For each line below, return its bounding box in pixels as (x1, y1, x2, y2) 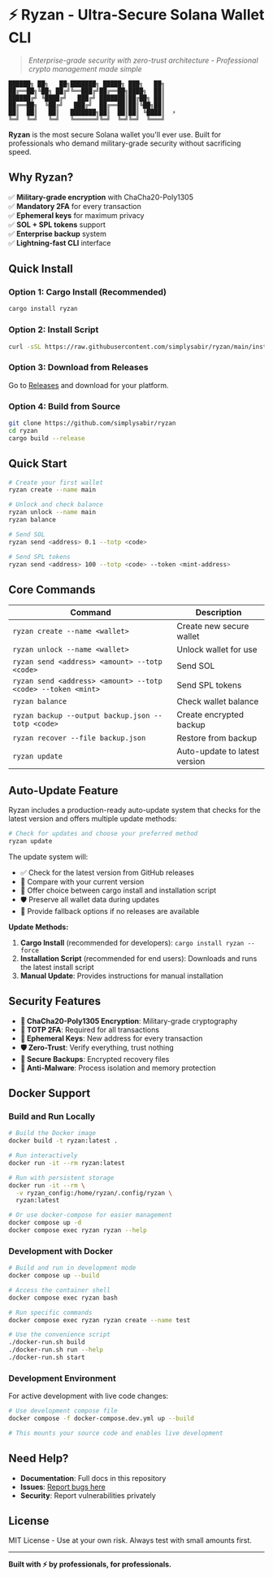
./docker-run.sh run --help (8, 1346, 104, 1354)
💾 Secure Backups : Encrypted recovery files (19, 1054, 170, 1064)
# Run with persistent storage (8, 1173, 115, 1182)
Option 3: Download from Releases (8, 362, 149, 373)
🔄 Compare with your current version (19, 876, 145, 886)
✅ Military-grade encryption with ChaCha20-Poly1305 (8, 192, 193, 202)
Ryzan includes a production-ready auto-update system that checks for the (8, 806, 262, 815)
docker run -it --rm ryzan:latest (8, 1159, 126, 1167)
